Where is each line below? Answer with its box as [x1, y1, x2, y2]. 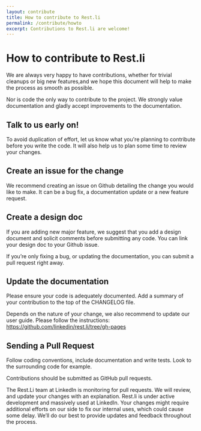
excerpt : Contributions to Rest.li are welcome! [6, 25, 130, 32]
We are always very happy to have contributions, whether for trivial [6, 72, 172, 79]
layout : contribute [6, 8, 55, 15]
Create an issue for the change [6, 166, 124, 176]
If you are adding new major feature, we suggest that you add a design [6, 228, 181, 235]
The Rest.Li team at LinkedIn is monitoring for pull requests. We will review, [6, 386, 191, 394]
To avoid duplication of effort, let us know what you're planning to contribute [6, 136, 196, 143]
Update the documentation [6, 276, 109, 287]
